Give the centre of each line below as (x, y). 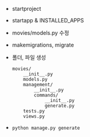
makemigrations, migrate (43, 45)
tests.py (34, 111)
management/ (38, 84)
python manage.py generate (46, 128)
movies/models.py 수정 (40, 33)
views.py (34, 116)
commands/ (46, 95)
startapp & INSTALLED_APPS (48, 20)
